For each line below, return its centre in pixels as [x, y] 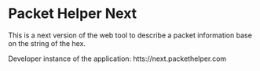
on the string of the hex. [47, 43]
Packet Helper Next [73, 14]
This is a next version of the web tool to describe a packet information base [130, 35]
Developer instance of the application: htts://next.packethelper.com [117, 59]
